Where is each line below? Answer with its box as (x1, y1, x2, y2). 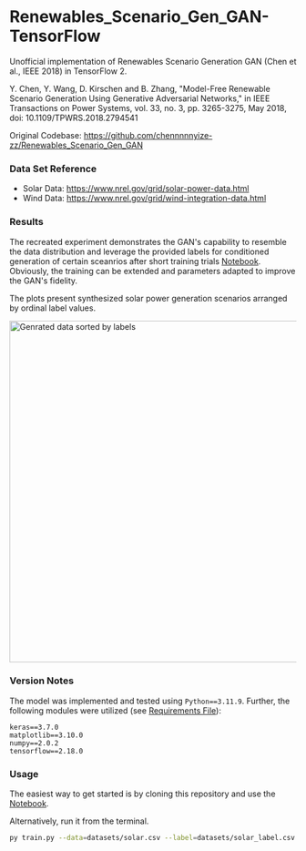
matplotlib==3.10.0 (9, 731, 84, 740)
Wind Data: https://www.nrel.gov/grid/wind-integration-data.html (22, 193, 267, 204)
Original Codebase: (9, 129, 82, 140)
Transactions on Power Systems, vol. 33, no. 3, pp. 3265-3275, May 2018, (9, 102, 287, 113)
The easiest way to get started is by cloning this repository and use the (9, 788, 276, 799)
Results (9, 216, 44, 229)
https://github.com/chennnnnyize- (83, 129, 213, 140)
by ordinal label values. (9, 302, 97, 313)
